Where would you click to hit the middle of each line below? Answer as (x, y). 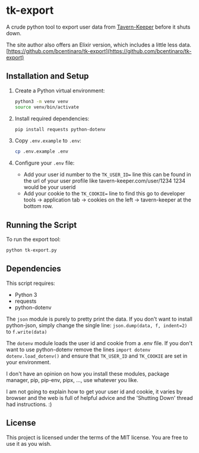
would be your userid (50, 187)
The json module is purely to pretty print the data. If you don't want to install (99, 319)
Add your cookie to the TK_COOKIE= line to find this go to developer (104, 194)
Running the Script (42, 225)
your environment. (29, 362)
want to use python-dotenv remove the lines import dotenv (78, 349)
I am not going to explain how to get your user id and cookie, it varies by (94, 392)
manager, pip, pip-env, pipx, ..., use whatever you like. (72, 380)
